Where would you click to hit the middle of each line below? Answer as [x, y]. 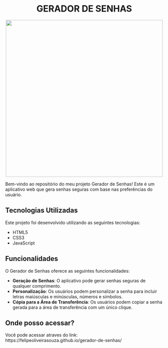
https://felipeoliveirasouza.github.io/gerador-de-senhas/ [63, 340]
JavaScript [24, 243]
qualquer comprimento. [37, 286]
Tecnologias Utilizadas [42, 211]
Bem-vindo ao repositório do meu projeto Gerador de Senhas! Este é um [80, 184]
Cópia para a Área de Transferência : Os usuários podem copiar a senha [87, 302]
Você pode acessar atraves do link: [42, 335]
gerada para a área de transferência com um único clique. [72, 307]
